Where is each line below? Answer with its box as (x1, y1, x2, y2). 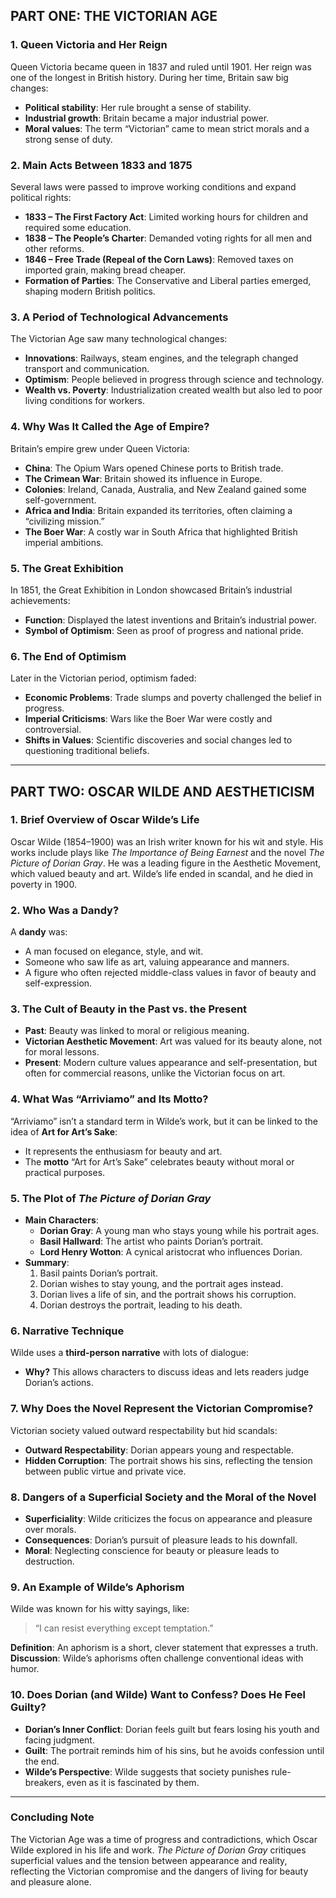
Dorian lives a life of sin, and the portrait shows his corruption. (39, 1289, 297, 1301)
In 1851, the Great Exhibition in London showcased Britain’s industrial (10, 584, 293, 596)
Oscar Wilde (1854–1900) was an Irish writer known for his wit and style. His (10, 835, 324, 848)
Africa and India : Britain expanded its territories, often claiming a (24, 504, 293, 516)
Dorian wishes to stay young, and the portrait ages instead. (39, 1278, 284, 1290)
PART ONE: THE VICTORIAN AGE (10, 8, 218, 25)
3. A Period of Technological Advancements (10, 310, 229, 324)
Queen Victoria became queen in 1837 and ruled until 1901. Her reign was (10, 60, 312, 73)
